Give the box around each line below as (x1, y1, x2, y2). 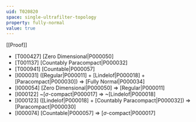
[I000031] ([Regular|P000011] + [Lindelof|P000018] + (14, 72, 145, 79)
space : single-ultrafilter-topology (6, 14, 97, 20)
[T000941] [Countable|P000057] (14, 66, 95, 73)
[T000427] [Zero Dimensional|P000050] (14, 53, 114, 60)
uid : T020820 (6, 8, 38, 15)
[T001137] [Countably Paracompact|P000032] (14, 59, 128, 66)
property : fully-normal (6, 20, 65, 25)
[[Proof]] (6, 41, 28, 49)
